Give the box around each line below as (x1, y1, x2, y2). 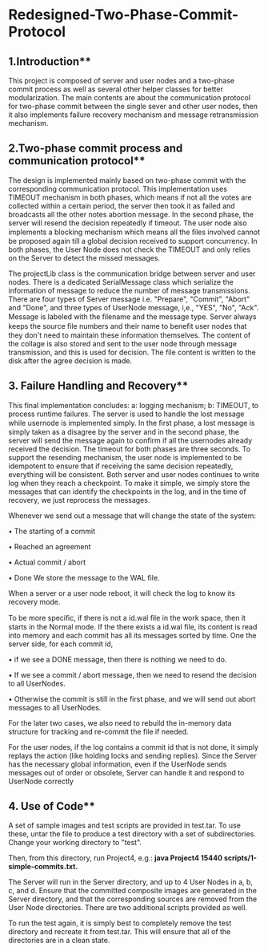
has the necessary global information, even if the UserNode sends (8, 759, 227, 769)
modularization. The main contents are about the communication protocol (8, 93, 250, 102)
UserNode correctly (8, 776, 74, 786)
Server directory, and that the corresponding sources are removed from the (8, 894, 258, 904)
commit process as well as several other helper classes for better (8, 84, 224, 94)
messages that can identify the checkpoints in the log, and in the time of (8, 487, 246, 496)
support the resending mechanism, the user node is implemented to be (8, 452, 242, 462)
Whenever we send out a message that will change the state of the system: (8, 511, 257, 520)
